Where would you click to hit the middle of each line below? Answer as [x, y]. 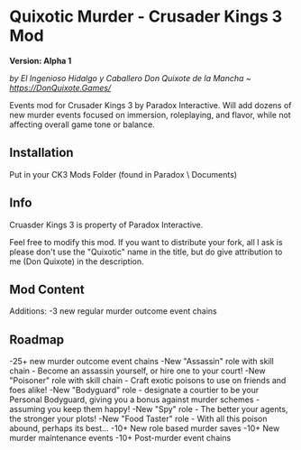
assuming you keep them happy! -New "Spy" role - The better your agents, [149, 409]
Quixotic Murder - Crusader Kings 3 [146, 17]
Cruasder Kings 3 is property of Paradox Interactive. [106, 225]
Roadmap [37, 340]
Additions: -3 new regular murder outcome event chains [114, 311]
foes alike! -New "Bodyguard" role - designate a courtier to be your [134, 390]
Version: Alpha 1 [41, 60]
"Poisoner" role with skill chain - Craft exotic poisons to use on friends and [148, 381]
